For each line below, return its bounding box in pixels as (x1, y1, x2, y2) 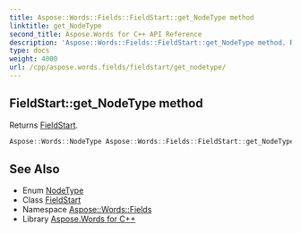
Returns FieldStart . (9, 120, 79, 130)
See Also (9, 162, 60, 177)
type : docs (9, 46, 50, 55)
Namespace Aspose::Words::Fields (21, 204, 152, 215)
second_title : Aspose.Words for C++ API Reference (9, 29, 202, 38)
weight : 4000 (9, 54, 58, 63)
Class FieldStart (21, 195, 82, 205)
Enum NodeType (21, 185, 84, 196)
